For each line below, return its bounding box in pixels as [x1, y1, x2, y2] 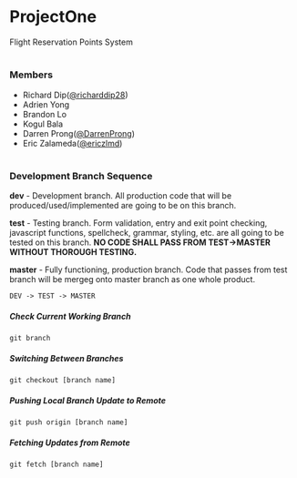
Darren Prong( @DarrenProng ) [22, 127, 135, 138]
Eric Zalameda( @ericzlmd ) [22, 137, 123, 148]
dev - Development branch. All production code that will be [9, 190, 232, 201]
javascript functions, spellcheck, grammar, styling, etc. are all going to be [9, 228, 284, 239]
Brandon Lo [22, 108, 67, 119]
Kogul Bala [22, 118, 64, 129]
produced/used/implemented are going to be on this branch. [9, 200, 237, 211]
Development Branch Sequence [9, 169, 153, 182]
